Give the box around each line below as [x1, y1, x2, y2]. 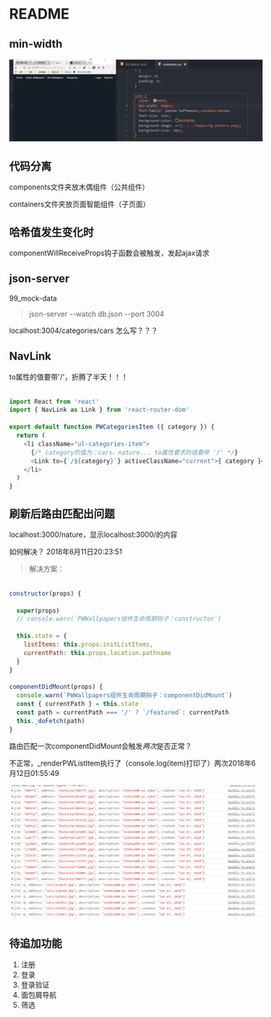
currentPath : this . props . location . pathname [23, 649, 172, 657]
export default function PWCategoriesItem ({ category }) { [9, 423, 216, 431]
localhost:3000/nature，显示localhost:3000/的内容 [9, 529, 178, 539]
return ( [16, 432, 46, 440]
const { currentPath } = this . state [16, 700, 139, 708]
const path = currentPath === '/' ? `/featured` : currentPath [16, 708, 229, 717]
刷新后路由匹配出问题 [9, 507, 115, 521]
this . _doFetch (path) [16, 716, 85, 725]
